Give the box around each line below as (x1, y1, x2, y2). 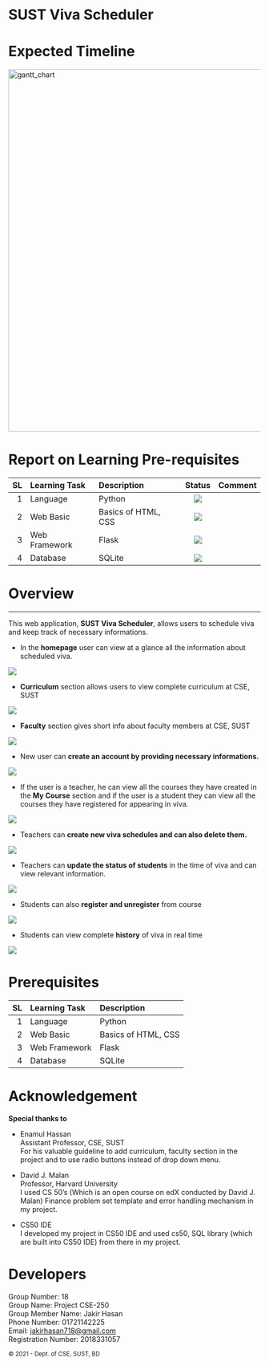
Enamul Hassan (19, 1129, 72, 1139)
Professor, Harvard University (19, 1178, 118, 1189)
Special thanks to (8, 1113, 68, 1123)
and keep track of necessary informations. (8, 628, 148, 636)
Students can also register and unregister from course (19, 900, 202, 909)
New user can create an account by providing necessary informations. (19, 752, 259, 761)
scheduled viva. (19, 652, 73, 661)
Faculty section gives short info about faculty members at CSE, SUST (19, 721, 251, 730)
